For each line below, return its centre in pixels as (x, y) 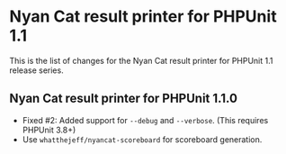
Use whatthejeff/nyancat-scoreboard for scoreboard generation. (142, 139)
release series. (37, 70)
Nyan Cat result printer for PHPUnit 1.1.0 (124, 99)
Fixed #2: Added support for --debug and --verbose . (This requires (145, 120)
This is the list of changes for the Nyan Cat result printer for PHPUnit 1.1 (141, 60)
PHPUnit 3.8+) (49, 130)
